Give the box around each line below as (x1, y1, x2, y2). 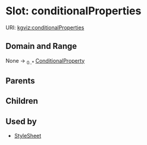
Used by (5, 116, 37, 127)
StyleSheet (14, 132, 42, 140)
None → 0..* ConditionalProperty (5, 57, 85, 66)
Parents (5, 76, 35, 86)
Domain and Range (5, 41, 77, 51)
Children (5, 96, 38, 106)
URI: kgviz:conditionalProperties (5, 24, 85, 31)
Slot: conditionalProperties (5, 4, 142, 18)
